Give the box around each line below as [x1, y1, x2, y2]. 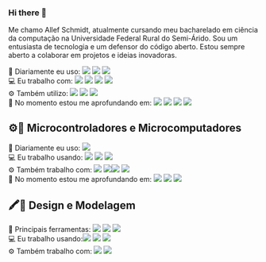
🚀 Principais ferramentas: [8, 224, 91, 233]
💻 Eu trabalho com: [8, 76, 73, 86]
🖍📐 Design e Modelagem [8, 198, 137, 212]
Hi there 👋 [8, 7, 48, 18]
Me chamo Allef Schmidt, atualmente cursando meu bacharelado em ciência [8, 25, 258, 35]
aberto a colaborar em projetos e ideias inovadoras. [8, 51, 177, 60]
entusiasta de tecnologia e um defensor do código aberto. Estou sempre [8, 42, 245, 52]
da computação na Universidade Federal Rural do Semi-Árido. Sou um [8, 33, 238, 43]
